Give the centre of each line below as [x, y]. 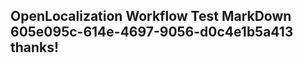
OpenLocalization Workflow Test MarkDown [151, 16]
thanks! [35, 47]
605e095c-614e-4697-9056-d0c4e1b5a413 [152, 32]
